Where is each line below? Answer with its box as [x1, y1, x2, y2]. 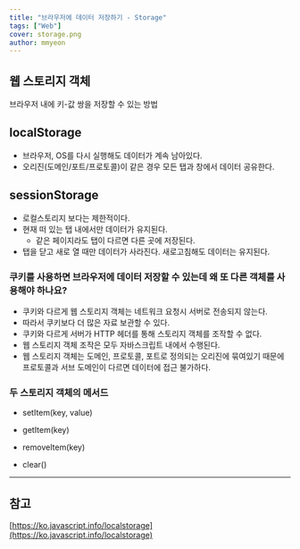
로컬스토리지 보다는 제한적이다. [21, 212, 131, 224]
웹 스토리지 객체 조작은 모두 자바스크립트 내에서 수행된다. [21, 339, 221, 350]
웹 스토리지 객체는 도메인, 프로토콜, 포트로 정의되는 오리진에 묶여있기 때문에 [21, 351, 285, 361]
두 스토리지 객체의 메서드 [9, 386, 109, 399]
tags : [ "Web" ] [9, 21, 62, 30]
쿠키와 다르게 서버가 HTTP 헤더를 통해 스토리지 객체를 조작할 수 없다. [21, 328, 262, 339]
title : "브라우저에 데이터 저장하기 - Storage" [9, 13, 167, 22]
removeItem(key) [21, 442, 86, 452]
